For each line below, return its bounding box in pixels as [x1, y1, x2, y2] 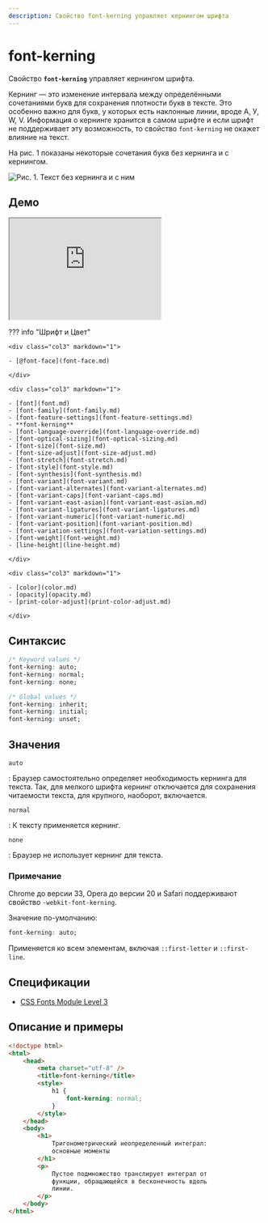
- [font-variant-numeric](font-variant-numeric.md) [8, 513, 186, 521]
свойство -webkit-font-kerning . [8, 898, 117, 907]
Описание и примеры [8, 1021, 124, 1034]
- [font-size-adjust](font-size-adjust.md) [8, 449, 157, 457]
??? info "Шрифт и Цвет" [8, 327, 91, 337]
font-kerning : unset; [8, 716, 82, 724]
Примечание [8, 870, 62, 881]
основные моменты [51, 1147, 111, 1156]
